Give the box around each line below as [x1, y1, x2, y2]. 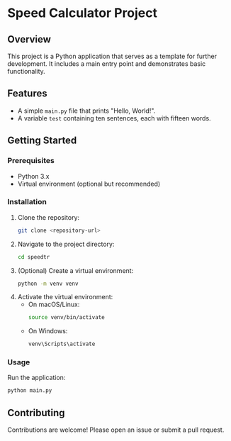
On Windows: [28, 327, 68, 335]
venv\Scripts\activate [28, 340, 96, 348]
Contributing [7, 406, 65, 419]
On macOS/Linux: [28, 300, 80, 309]
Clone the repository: [17, 213, 80, 221]
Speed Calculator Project [7, 5, 158, 21]
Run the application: [7, 374, 66, 382]
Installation [7, 197, 47, 207]
